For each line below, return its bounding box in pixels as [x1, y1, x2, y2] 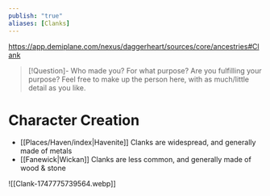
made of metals [19, 146, 73, 156]
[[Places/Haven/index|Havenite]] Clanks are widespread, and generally [19, 138, 256, 148]
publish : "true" [8, 11, 63, 20]
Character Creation [8, 111, 139, 129]
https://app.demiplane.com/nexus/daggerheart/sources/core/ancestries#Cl [8, 41, 260, 51]
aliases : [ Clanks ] [8, 19, 70, 27]
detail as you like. [27, 82, 86, 93]
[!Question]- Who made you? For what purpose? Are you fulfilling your [27, 65, 262, 75]
